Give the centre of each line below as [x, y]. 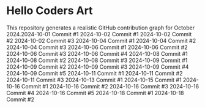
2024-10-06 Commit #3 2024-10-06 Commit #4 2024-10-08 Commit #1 [97, 53]
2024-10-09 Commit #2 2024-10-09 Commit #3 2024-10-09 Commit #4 [98, 67]
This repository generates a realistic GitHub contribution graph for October [100, 28]
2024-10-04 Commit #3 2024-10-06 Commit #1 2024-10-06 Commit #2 [97, 47]
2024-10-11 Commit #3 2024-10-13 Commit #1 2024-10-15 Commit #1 [94, 80]
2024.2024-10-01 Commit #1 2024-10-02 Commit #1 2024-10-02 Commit [99, 34]
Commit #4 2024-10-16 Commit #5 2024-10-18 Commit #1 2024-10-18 [95, 93]
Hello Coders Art [50, 11]
